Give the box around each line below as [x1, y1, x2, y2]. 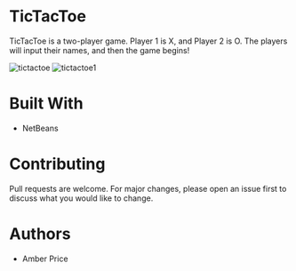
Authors [9, 224, 71, 243]
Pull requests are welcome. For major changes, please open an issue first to [9, 183, 287, 194]
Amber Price [21, 253, 68, 264]
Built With [9, 93, 84, 114]
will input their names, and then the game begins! [9, 44, 190, 55]
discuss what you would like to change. [9, 193, 154, 203]
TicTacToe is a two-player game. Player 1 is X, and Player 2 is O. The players [9, 36, 288, 46]
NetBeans [21, 123, 60, 133]
